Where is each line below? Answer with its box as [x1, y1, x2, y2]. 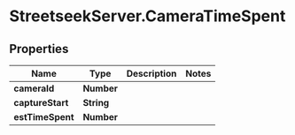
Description [126, 68, 177, 79]
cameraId [13, 82, 55, 94]
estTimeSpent [13, 111, 74, 123]
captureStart [13, 97, 69, 109]
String [82, 97, 110, 109]
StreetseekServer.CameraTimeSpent [9, 6, 286, 26]
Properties [9, 41, 69, 56]
